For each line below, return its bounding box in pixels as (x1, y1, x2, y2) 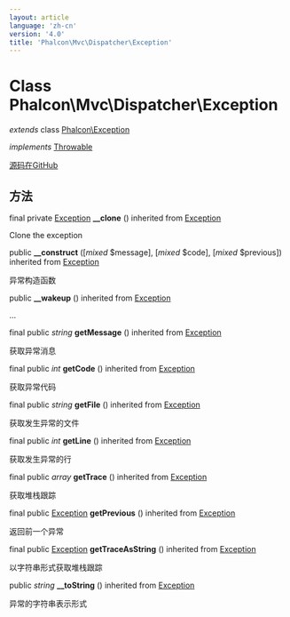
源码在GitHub (9, 160, 59, 171)
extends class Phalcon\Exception (9, 124, 130, 135)
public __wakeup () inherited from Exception (9, 292, 171, 303)
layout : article (9, 12, 69, 22)
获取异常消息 (9, 346, 56, 356)
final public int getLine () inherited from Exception (9, 436, 192, 445)
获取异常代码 (9, 381, 56, 392)
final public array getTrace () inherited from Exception (9, 472, 208, 482)
